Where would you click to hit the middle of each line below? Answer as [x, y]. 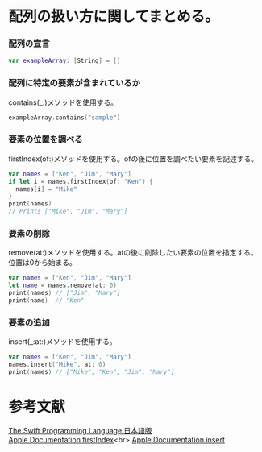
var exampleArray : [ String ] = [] [64, 61]
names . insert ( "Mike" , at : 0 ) [57, 365]
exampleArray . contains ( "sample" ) [64, 118]
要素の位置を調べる [46, 139]
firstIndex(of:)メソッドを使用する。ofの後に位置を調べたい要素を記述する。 [133, 159]
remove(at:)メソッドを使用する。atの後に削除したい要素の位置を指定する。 [133, 253]
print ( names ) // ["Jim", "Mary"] [64, 293]
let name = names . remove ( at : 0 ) [62, 286]
